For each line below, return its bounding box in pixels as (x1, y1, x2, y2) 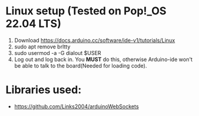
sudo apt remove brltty (14, 43, 71, 50)
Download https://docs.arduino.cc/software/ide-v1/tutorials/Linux (14, 36, 175, 44)
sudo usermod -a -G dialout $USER (14, 49, 102, 56)
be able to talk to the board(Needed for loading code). (14, 62, 147, 69)
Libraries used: (5, 83, 82, 97)
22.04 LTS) (5, 17, 61, 30)
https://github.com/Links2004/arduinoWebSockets (14, 103, 139, 110)
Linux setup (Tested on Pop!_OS (5, 4, 167, 18)
